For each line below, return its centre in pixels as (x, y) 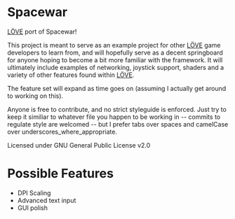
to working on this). (35, 96)
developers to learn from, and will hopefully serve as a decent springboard (115, 52)
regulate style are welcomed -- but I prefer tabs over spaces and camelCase (118, 124)
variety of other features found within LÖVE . (71, 75)
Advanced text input (47, 200)
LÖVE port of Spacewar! (42, 31)
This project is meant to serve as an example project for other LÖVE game (114, 45)
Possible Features (61, 174)
